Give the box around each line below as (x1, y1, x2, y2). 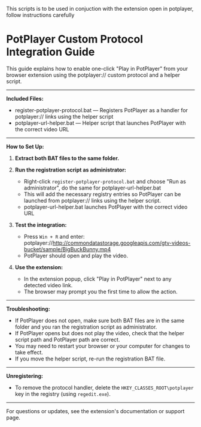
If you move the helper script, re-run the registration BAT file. (14, 355, 166, 362)
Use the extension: (14, 263, 63, 270)
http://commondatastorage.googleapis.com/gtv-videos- (52, 239, 191, 246)
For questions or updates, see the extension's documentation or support (6, 407, 185, 414)
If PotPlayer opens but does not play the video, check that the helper (14, 329, 185, 336)
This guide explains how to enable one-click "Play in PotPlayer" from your (6, 65, 188, 72)
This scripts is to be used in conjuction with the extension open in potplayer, (6, 5, 194, 12)
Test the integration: (14, 221, 67, 228)
